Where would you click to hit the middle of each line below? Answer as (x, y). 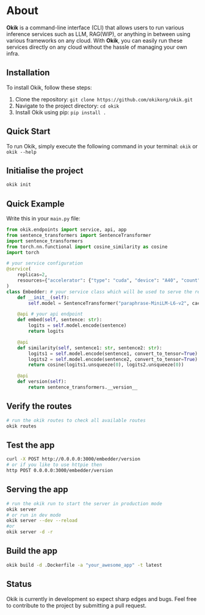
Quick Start (28, 132)
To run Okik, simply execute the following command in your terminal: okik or (102, 146)
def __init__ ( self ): (43, 297)
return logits (46, 331)
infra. (13, 53)
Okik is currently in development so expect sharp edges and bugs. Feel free (102, 599)
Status (19, 584)
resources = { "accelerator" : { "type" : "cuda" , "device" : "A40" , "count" (109, 281)
